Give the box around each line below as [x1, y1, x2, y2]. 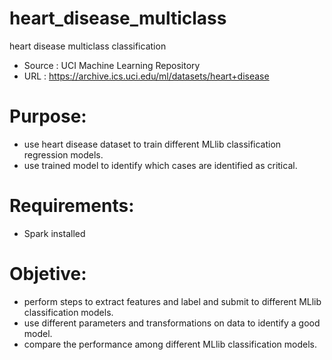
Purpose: [9, 105, 87, 128]
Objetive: [9, 263, 87, 285]
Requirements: [9, 195, 135, 217]
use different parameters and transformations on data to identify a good [23, 317, 321, 329]
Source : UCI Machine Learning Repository [23, 59, 201, 71]
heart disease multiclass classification [9, 40, 167, 52]
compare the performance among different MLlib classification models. [23, 338, 317, 350]
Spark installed [23, 227, 86, 239]
